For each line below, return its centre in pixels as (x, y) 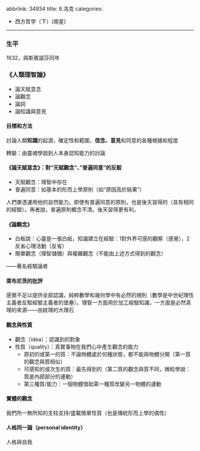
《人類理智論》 (28, 75)
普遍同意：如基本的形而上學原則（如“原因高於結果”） (80, 190)
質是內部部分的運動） (50, 376)
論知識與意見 (30, 111)
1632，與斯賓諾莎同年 (33, 58)
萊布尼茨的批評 (24, 281)
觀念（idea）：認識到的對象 (47, 339)
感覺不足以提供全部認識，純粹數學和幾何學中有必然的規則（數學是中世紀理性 (100, 295)
